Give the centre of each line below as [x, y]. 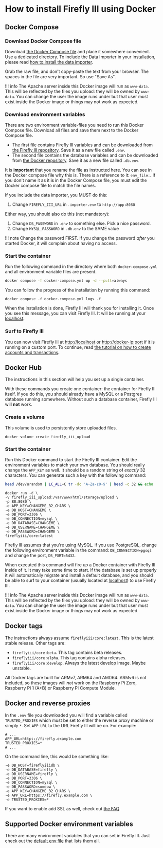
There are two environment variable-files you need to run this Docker [74, 125]
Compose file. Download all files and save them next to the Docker [72, 130]
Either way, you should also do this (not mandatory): [57, 214]
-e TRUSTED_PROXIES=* [27, 800]
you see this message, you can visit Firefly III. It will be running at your [75, 313]
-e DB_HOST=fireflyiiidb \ [32, 765]
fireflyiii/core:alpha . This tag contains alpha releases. [69, 658]
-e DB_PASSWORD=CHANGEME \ [32, 532]
